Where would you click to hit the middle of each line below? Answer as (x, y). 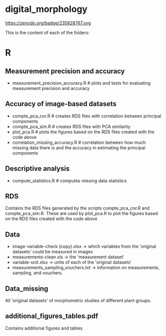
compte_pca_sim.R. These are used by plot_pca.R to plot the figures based (82, 214)
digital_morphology (46, 9)
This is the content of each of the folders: (48, 32)
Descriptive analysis (37, 168)
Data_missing (27, 288)
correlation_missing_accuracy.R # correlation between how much (79, 142)
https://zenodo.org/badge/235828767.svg (48, 23)
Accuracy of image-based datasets (61, 104)
